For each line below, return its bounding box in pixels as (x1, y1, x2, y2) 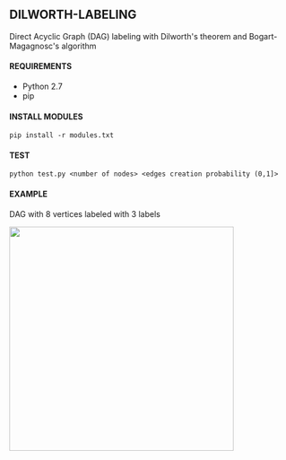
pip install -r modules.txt (9, 131, 115, 140)
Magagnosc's (9, 40, 60, 51)
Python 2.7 (22, 81, 63, 92)
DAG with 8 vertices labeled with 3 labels (9, 208, 161, 219)
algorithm (61, 40, 97, 51)
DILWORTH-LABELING (9, 7, 137, 22)
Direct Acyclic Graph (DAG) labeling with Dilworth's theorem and (9, 30, 247, 41)
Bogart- (248, 30, 278, 41)
